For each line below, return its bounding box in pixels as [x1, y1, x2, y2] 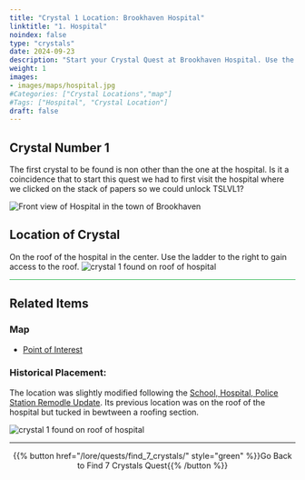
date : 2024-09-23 [9, 47, 75, 56]
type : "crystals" [9, 38, 75, 48]
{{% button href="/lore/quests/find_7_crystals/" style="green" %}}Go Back [13, 450, 292, 461]
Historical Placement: [9, 366, 107, 379]
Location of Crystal [9, 227, 121, 243]
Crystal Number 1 [9, 140, 111, 155]
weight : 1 [9, 65, 47, 74]
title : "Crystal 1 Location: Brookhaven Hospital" [9, 13, 205, 23]
